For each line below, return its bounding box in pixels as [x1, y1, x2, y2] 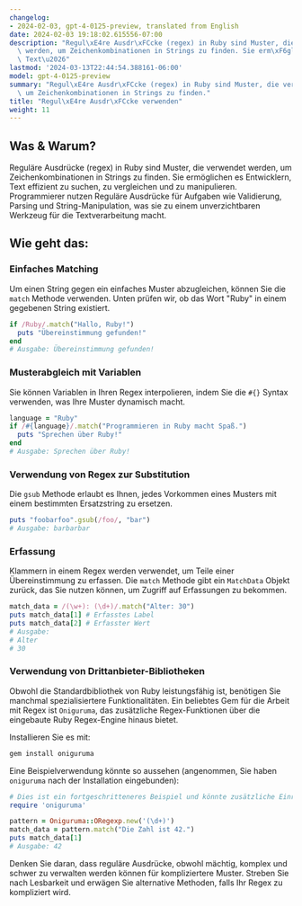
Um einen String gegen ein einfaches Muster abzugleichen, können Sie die [9, 283, 286, 294]
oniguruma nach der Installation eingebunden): [9, 775, 180, 786]
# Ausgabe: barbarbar [9, 524, 91, 533]
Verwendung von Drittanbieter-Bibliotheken [9, 665, 205, 678]
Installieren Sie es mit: [9, 732, 91, 742]
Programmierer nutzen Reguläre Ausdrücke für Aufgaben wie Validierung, [9, 191, 282, 202]
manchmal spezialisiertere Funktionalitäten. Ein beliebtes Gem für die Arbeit [9, 695, 290, 706]
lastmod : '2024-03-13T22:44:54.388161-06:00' [9, 64, 182, 73]
